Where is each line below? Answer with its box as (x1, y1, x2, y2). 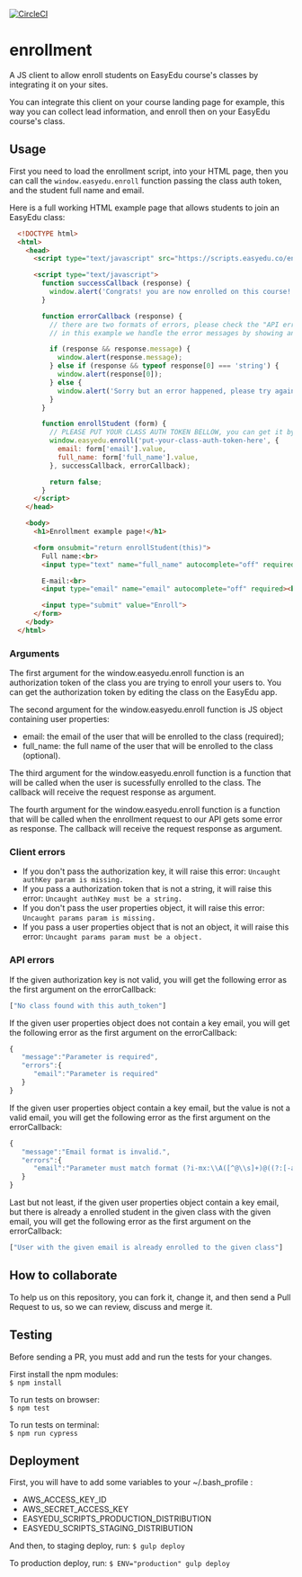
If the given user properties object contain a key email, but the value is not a (9, 1102, 290, 1113)
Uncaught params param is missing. (22, 913, 156, 923)
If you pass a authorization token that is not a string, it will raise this (22, 884, 272, 895)
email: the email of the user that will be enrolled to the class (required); (22, 731, 285, 742)
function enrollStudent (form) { (41, 419, 167, 429)
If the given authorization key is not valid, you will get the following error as (9, 974, 288, 985)
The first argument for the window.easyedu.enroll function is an (9, 668, 244, 679)
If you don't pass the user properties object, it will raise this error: (22, 903, 265, 913)
